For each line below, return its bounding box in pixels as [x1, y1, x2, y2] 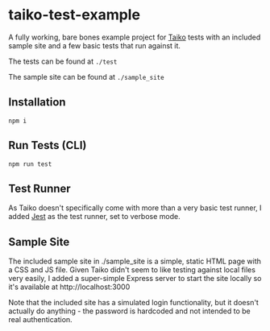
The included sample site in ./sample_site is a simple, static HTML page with [8, 256, 262, 267]
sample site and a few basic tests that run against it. [8, 40, 181, 50]
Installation [8, 95, 66, 110]
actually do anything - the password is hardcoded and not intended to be [8, 306, 251, 316]
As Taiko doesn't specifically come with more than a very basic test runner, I [8, 203, 262, 213]
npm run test [8, 159, 52, 168]
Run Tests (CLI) [8, 139, 87, 152]
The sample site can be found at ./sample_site [8, 72, 164, 81]
